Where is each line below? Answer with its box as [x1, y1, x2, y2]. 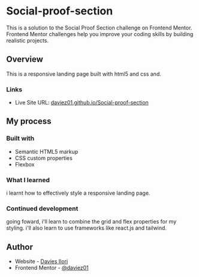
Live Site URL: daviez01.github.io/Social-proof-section [14, 99, 149, 106]
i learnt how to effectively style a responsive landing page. [6, 189, 150, 196]
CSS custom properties [14, 154, 73, 162]
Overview [6, 54, 44, 64]
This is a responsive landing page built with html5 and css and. [6, 70, 162, 78]
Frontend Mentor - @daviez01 [14, 264, 89, 272]
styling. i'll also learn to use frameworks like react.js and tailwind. [6, 224, 167, 232]
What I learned [6, 175, 50, 184]
